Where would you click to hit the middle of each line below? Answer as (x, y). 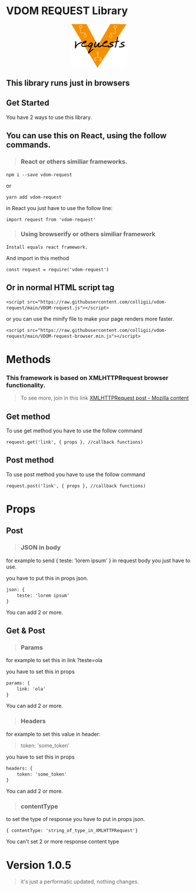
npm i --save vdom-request (39, 175)
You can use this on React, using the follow (86, 136)
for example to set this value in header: (53, 734)
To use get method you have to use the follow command (74, 430)
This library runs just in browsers (68, 83)
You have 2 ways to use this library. (49, 117)
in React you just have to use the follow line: (59, 208)
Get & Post (26, 631)
